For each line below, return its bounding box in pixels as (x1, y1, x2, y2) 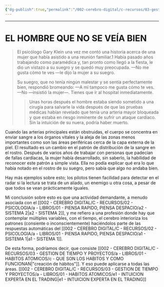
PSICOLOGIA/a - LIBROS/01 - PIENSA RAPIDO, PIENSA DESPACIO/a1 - (5, 230, 146, 236)
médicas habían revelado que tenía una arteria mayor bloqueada (29, 109, 159, 115)
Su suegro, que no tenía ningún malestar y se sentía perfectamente (17, 79, 153, 85)
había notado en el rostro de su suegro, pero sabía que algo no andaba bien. (5, 165, 159, 171)
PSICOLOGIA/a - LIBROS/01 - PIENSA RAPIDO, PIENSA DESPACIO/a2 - (5, 205, 147, 210)
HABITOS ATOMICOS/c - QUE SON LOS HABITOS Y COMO (5, 255, 124, 261)
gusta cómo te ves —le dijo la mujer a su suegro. (17, 69, 116, 76)
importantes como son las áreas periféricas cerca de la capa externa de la (5, 139, 155, 145)
